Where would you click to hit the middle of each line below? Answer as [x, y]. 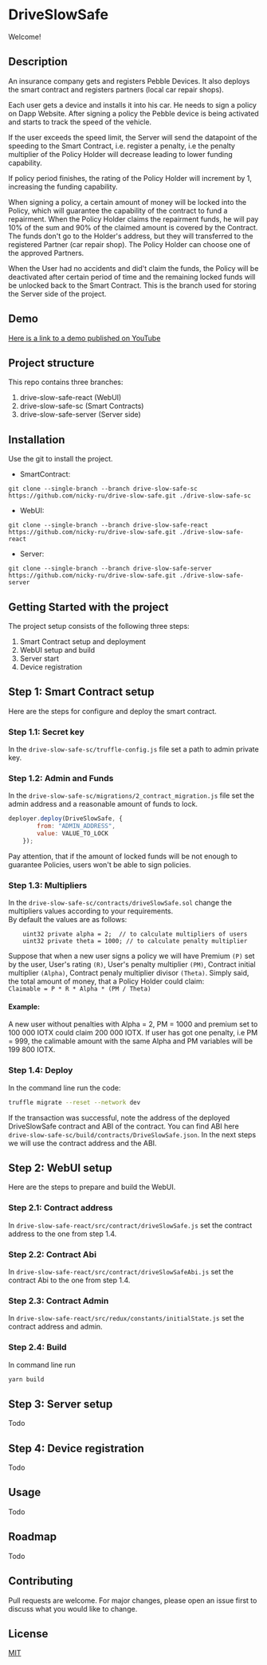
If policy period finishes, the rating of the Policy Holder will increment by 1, [130, 178]
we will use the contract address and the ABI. [82, 1143]
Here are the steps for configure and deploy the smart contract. [112, 711]
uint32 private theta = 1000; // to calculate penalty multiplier [135, 941]
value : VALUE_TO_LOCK [73, 834]
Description [38, 62]
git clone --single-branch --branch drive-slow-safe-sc [103, 489]
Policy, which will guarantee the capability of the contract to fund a [118, 210]
